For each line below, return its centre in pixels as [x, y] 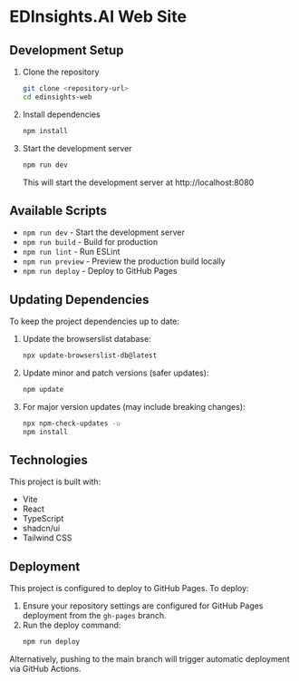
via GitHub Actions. [45, 669]
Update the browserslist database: [87, 339]
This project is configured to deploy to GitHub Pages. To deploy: [129, 589]
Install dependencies [62, 114]
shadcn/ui [41, 529]
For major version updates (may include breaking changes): [134, 406]
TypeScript [43, 519]
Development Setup [67, 50]
